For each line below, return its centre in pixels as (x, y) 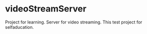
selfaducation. (20, 27)
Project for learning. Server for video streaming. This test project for (74, 22)
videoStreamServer (46, 9)
